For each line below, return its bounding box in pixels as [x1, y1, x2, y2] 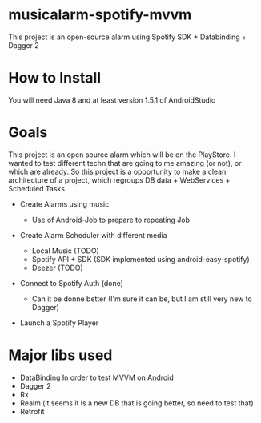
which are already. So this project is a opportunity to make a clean [8, 167, 227, 176]
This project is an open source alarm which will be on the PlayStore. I [8, 150, 236, 159]
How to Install [8, 69, 102, 87]
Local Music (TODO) [31, 246, 100, 256]
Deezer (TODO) [31, 263, 84, 272]
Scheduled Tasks [8, 183, 66, 193]
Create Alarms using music [19, 199, 110, 209]
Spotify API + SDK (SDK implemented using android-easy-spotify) [31, 254, 250, 264]
